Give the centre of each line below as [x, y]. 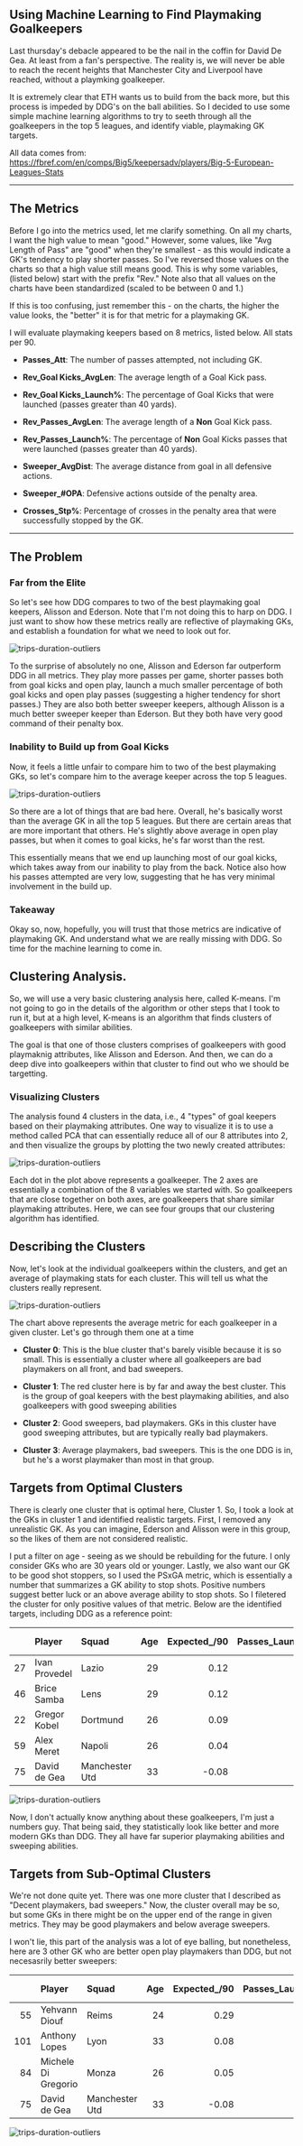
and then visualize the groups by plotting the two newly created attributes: [147, 1146]
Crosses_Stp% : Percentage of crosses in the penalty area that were [149, 511]
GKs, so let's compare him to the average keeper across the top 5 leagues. [148, 776]
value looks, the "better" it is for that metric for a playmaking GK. [129, 315]
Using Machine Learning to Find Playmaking [136, 15]
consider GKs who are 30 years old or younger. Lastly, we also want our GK [150, 1565]
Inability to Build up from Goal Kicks [89, 747]
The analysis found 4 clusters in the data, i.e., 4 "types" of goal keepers [143, 1117]
